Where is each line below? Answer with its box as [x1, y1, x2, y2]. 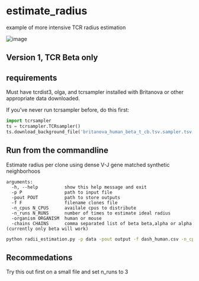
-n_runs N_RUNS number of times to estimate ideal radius [11, 210, 171, 216]
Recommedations [6, 252, 73, 263]
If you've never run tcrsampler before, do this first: [6, 106, 129, 113]
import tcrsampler [6, 118, 52, 124]
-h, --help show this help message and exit [11, 184, 147, 190]
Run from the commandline [6, 146, 108, 156]
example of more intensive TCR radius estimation [6, 24, 126, 31]
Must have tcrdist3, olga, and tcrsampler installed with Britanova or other [6, 89, 184, 96]
